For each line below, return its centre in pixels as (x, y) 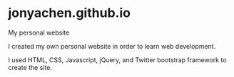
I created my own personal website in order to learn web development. (112, 46)
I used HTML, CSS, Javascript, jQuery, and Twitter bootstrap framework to (117, 60)
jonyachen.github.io (70, 13)
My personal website (39, 32)
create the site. (30, 67)
